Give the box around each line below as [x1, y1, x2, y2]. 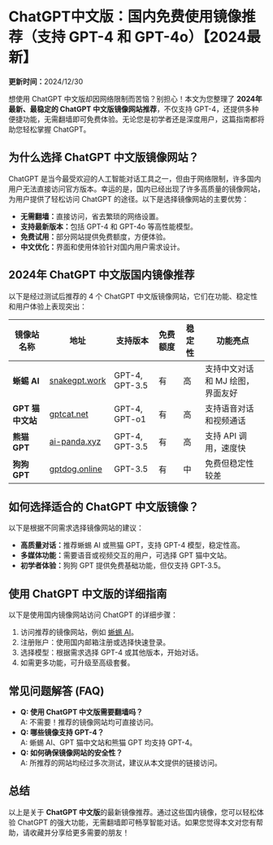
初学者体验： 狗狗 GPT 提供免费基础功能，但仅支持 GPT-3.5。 [19, 561, 226, 571]
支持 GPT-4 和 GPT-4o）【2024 [37, 28, 247, 46]
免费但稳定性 [205, 458, 254, 469]
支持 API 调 [205, 430, 248, 441]
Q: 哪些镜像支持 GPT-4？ [19, 728, 105, 737]
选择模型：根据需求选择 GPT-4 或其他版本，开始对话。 [19, 648, 203, 658]
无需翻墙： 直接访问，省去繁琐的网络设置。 [19, 211, 163, 221]
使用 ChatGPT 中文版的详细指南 [8, 587, 167, 601]
